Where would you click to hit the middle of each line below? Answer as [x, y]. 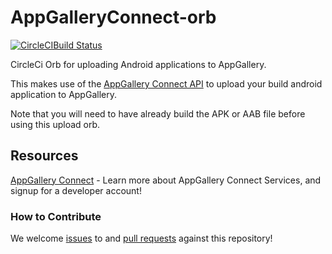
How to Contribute [56, 216]
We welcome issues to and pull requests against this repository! [141, 238]
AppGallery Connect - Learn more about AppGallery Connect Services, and [166, 180]
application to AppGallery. [63, 94]
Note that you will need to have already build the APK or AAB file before [158, 113]
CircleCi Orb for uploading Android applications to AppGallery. [138, 64]
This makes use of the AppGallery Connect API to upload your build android [166, 83]
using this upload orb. [55, 124]
